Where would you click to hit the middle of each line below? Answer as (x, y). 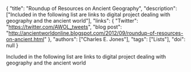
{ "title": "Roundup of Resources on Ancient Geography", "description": (91, 8)
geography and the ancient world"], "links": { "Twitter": (72, 21)
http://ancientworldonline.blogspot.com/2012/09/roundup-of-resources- (96, 33)
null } (12, 45)
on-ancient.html (25, 39)
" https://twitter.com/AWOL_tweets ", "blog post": (64, 27)
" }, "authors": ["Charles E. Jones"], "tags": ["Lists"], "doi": (115, 39)
